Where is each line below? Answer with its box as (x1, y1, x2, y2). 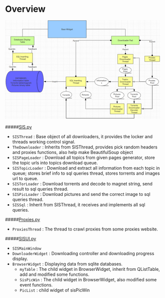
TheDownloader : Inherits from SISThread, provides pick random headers (12, 144, 158, 150)
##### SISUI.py (5, 235, 36, 241)
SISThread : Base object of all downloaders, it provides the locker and (12, 133, 153, 139)
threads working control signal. (12, 139, 75, 145)
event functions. (19, 282, 53, 288)
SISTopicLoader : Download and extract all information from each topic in (12, 165, 160, 171)
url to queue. (12, 175, 38, 181)
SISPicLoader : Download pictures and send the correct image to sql (12, 191, 151, 197)
